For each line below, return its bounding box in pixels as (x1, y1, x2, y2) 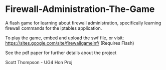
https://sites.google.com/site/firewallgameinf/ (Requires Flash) (5, 40, 134, 46)
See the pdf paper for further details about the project (5, 50, 117, 56)
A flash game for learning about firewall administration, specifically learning (5, 20, 161, 26)
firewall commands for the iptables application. (5, 25, 102, 31)
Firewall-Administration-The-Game (5, 3, 155, 15)
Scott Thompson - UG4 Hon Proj (5, 59, 73, 65)
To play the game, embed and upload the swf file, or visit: (5, 35, 124, 41)
